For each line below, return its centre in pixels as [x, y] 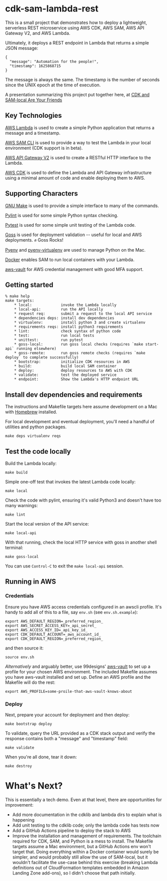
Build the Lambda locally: [31, 463]
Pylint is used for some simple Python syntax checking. [62, 215]
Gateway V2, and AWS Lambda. [38, 33]
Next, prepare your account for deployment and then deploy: [68, 715]
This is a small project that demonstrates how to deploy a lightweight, [76, 22]
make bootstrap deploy [29, 724]
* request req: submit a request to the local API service [83, 314]
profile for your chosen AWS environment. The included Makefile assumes [81, 671]
